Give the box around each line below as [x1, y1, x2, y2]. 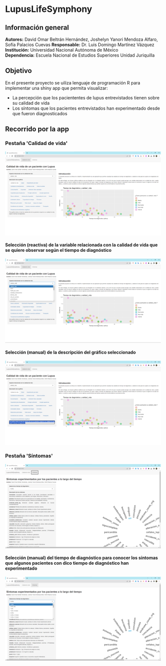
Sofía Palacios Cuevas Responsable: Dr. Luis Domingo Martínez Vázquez [5, 42, 155, 48]
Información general [5, 23, 69, 32]
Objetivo [5, 67, 32, 75]
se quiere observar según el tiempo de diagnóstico [5, 247, 112, 253]
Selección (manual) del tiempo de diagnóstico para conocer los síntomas [5, 555, 158, 561]
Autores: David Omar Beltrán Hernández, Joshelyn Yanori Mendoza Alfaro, [5, 36, 158, 42]
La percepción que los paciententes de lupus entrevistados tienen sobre [12, 94, 160, 100]
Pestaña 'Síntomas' [5, 452, 53, 459]
